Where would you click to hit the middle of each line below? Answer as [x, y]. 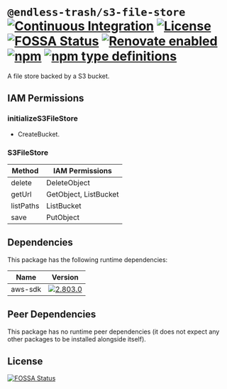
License [25, 361]
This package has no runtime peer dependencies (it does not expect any [113, 332]
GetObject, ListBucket [82, 194]
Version [66, 277]
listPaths [25, 206]
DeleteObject [68, 182]
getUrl [21, 194]
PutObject [63, 217]
